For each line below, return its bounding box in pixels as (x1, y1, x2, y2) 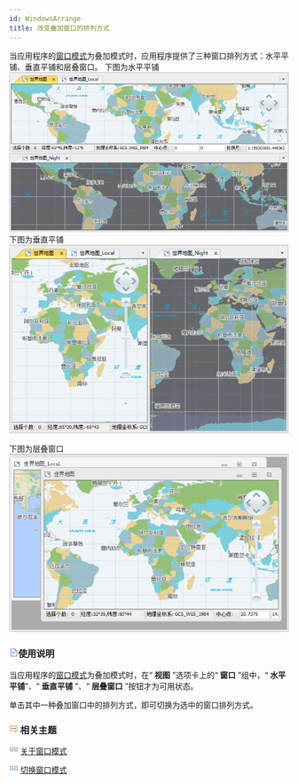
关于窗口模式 (20, 746, 67, 756)
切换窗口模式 (20, 764, 67, 775)
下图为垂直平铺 (9, 234, 64, 245)
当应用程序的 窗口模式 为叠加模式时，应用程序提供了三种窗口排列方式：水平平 (9, 50, 289, 61)
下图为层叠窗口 (9, 444, 64, 455)
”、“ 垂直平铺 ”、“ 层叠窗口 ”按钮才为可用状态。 (25, 680, 199, 692)
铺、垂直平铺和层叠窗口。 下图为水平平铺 (9, 61, 160, 72)
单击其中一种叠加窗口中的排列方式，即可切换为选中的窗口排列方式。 (9, 700, 258, 710)
